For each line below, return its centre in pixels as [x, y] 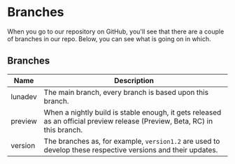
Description [134, 80]
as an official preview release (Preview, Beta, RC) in [128, 121]
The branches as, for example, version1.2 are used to [132, 141]
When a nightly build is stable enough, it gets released [133, 112]
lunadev [24, 96]
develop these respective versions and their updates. [131, 149]
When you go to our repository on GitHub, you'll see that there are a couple [116, 31]
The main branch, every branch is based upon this [126, 92]
